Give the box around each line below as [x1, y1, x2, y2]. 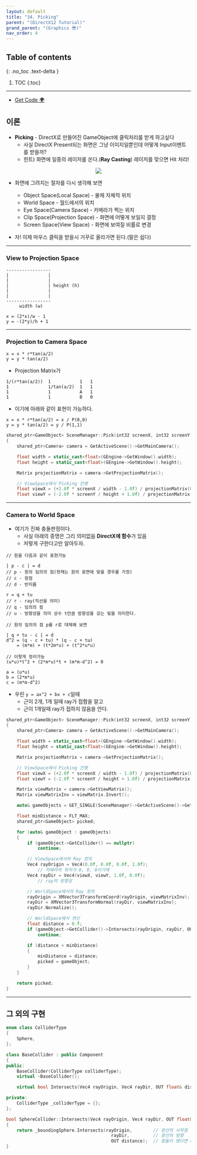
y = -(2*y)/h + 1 [6, 319, 49, 325]
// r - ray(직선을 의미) [6, 598, 60, 604]
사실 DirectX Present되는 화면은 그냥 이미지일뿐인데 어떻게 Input [23, 141, 172, 148]
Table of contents [6, 52, 72, 62]
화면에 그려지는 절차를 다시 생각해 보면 [14, 179, 103, 186]
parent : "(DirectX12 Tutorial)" [6, 19, 85, 25]
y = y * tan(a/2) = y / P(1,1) [6, 422, 83, 428]
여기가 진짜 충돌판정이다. [14, 525, 72, 532]
